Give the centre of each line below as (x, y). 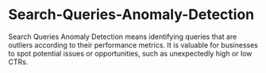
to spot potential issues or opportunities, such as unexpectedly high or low (130, 53)
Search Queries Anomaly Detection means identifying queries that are (123, 36)
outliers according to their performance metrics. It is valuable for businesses (133, 44)
